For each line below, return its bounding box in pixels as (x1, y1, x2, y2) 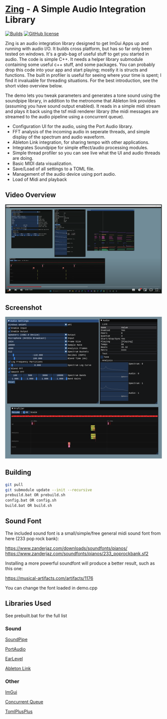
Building (5, 468, 31, 477)
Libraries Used (5, 599, 51, 608)
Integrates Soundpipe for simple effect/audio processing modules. (12, 144, 149, 150)
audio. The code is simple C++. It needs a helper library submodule (5, 56, 143, 62)
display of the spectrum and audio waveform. (12, 134, 106, 140)
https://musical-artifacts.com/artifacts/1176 (5, 575, 93, 581)
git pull (5, 482, 23, 487)
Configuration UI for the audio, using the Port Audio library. (12, 123, 133, 129)
